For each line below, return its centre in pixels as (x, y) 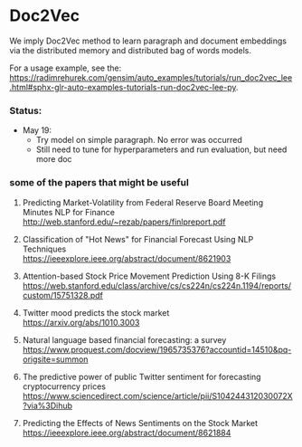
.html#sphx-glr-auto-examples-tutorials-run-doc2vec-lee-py (123, 87)
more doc (54, 159)
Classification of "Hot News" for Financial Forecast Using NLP (138, 239)
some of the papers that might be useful (99, 183)
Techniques (44, 249)
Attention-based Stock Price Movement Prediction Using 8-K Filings (149, 276)
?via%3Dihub (47, 405)
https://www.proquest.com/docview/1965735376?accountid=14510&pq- (157, 349)
